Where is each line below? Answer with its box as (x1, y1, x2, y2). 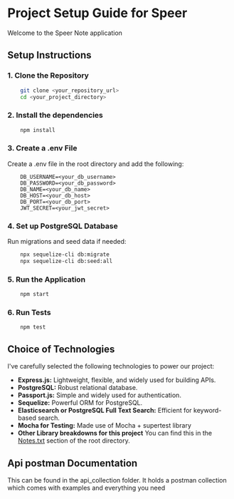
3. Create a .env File (7, 143, 78, 153)
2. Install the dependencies (7, 110, 103, 120)
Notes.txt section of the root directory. (17, 436, 130, 445)
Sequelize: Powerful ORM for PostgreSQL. (17, 398, 143, 407)
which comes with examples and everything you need (7, 483, 166, 492)
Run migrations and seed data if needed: (7, 237, 127, 246)
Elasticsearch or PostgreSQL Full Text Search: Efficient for (17, 406, 192, 415)
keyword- (193, 406, 222, 415)
